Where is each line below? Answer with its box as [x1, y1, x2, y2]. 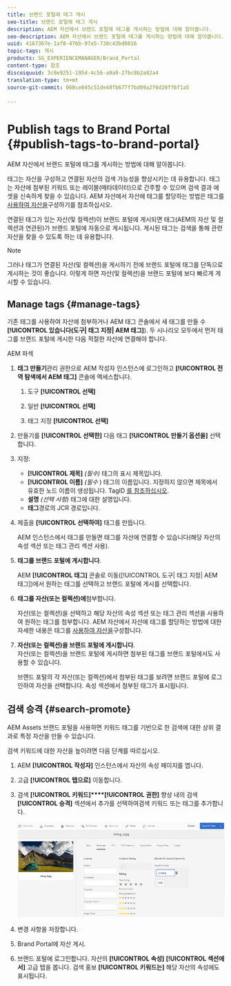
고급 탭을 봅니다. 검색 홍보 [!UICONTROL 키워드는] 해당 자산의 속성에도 [26, 963, 220, 972]
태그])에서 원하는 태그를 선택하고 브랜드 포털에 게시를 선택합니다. [17, 580, 192, 588]
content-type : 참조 [7, 62, 61, 69]
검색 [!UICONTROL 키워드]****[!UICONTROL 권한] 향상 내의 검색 [17, 790, 198, 798]
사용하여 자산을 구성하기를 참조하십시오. [7, 201, 112, 209]
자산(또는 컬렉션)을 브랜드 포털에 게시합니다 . [17, 641, 136, 649]
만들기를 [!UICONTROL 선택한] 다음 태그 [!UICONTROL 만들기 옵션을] [17, 431, 208, 440]
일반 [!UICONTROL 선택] [27, 402, 96, 410]
